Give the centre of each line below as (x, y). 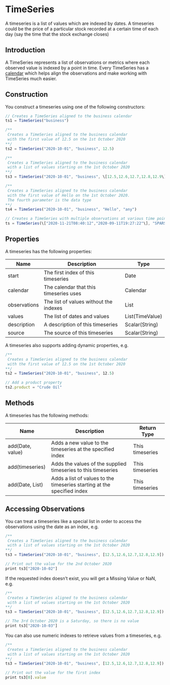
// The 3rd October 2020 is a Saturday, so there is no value (72, 621)
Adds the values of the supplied (89, 464)
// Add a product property (34, 383)
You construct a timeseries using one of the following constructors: (75, 107)
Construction (27, 95)
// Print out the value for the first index (53, 673)
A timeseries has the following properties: (49, 251)
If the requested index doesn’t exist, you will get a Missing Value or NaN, (81, 578)
